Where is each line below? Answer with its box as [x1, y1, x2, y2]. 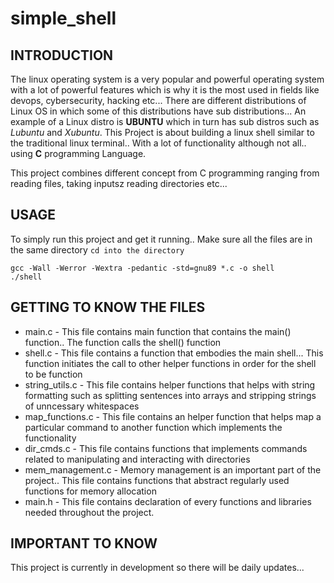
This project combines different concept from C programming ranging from [10, 167, 320, 179]
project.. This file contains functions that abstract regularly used [24, 474, 290, 486]
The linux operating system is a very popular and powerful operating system [10, 73, 325, 85]
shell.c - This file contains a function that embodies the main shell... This [24, 347, 324, 359]
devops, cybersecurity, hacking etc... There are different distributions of [10, 95, 307, 106]
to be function [24, 368, 83, 380]
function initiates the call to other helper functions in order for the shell [24, 357, 317, 369]
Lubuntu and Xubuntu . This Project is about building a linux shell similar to [10, 127, 315, 138]
